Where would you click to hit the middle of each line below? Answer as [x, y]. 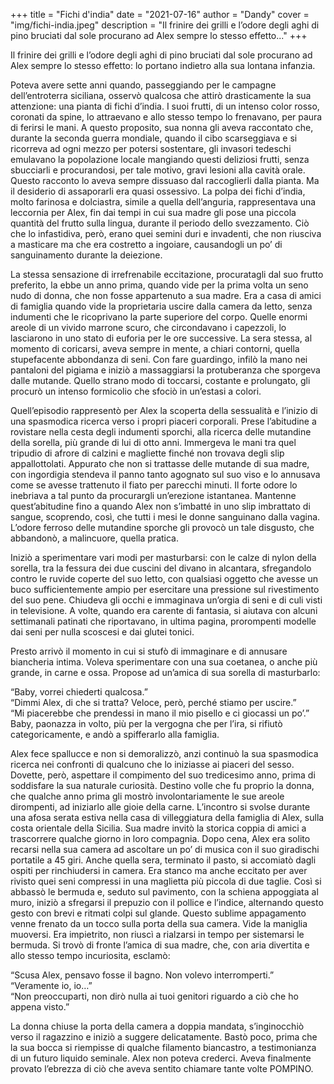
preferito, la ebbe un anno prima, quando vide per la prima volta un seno [159, 285]
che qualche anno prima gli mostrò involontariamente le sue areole [147, 796]
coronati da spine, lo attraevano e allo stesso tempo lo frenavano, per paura [166, 117]
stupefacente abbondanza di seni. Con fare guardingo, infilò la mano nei [159, 359]
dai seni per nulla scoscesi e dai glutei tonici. [102, 632]
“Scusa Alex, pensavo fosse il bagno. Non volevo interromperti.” [142, 975]
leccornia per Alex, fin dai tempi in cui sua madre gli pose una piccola [153, 212]
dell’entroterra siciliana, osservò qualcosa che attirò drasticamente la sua [161, 95]
